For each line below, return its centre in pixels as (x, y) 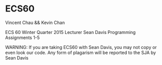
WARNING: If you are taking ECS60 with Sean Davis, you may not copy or (81, 47)
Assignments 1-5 (23, 37)
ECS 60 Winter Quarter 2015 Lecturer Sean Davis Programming (70, 32)
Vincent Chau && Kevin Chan (35, 22)
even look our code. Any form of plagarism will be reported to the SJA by (81, 52)
